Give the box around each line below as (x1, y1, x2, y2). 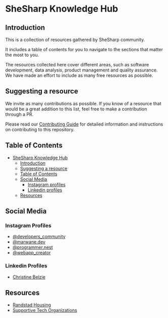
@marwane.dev (12, 239, 45, 245)
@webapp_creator (12, 250, 51, 256)
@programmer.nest (12, 244, 53, 251)
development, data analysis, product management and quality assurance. (5, 67, 158, 73)
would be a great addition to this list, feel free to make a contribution (5, 106, 147, 112)
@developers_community (12, 233, 66, 240)
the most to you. (5, 52, 39, 58)
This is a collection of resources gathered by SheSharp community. (5, 36, 145, 43)
